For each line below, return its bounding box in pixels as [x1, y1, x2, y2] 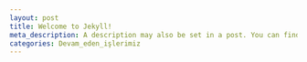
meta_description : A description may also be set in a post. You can [9, 30, 281, 39]
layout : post [9, 13, 59, 23]
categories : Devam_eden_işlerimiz [9, 38, 142, 48]
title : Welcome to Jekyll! [9, 22, 112, 31]
